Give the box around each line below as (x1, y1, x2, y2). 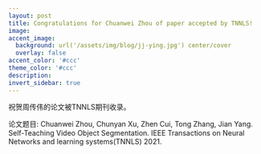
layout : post (8, 11, 52, 20)
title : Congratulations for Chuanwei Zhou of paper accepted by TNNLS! (8, 19, 253, 27)
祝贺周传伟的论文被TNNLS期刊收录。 (8, 102, 131, 111)
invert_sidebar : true (8, 79, 81, 87)
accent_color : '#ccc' (8, 57, 81, 65)
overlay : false (15, 49, 67, 57)
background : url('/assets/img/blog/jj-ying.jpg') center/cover (15, 42, 231, 50)
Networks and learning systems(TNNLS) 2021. (8, 136, 162, 146)
